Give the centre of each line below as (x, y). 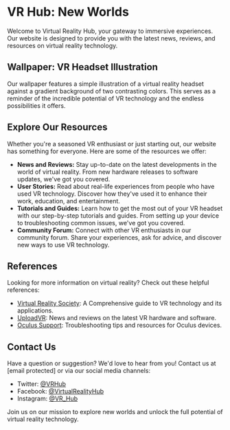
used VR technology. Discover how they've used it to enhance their (112, 194)
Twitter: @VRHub (42, 384)
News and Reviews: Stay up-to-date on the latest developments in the (117, 164)
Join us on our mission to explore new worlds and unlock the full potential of (115, 412)
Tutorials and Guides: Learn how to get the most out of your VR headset (120, 208)
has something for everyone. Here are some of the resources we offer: (107, 151)
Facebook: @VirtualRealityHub (60, 392)
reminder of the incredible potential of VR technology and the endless (106, 98)
